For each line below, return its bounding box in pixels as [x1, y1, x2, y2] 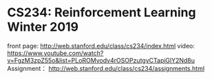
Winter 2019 [7, 19, 79, 35]
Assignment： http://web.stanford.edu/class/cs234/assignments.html [7, 64, 205, 72]
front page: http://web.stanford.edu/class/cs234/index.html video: [7, 42, 195, 50]
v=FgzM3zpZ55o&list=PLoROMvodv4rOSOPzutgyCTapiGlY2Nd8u [7, 56, 195, 64]
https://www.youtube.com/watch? [7, 49, 104, 57]
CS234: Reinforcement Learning [7, 5, 196, 20]
